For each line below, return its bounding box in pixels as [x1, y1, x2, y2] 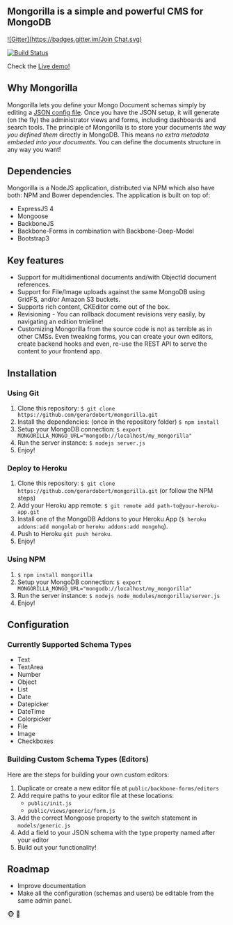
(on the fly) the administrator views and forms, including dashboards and [7, 115, 216, 124]
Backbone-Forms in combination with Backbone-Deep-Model [17, 227, 195, 236]
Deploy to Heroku [7, 463, 67, 473]
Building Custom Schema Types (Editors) [7, 754, 150, 764]
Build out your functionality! [17, 843, 97, 851]
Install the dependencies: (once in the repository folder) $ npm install [17, 418, 220, 426]
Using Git [7, 388, 40, 398]
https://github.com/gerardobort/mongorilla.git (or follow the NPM [17, 487, 214, 495]
